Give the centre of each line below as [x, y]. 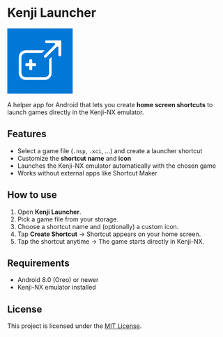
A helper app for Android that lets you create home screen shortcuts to [110, 104]
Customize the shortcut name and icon [74, 158]
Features [27, 134]
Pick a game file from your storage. [68, 219]
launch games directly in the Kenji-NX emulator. [76, 112]
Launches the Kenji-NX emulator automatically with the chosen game [117, 166]
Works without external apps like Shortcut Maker [87, 173]
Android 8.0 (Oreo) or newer [58, 280]
